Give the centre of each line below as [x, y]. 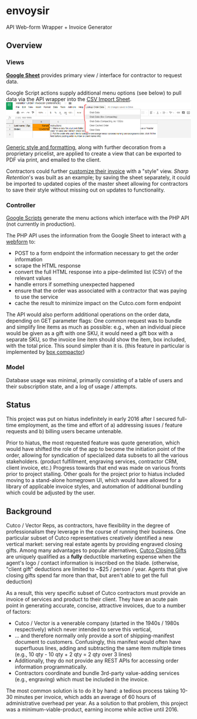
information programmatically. [51, 667]
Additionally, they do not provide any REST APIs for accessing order [96, 661]
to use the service [36, 297]
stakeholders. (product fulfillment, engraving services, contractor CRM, [92, 462]
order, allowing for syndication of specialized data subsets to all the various [97, 455]
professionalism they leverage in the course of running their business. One [96, 532]
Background [29, 511]
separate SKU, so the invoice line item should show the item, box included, [96, 340]
